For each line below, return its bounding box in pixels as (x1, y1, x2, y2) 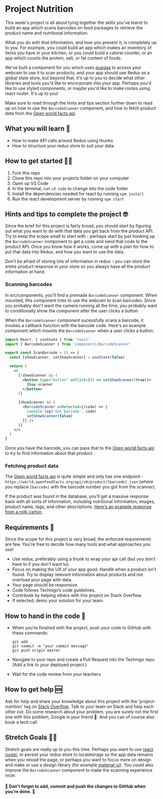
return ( (9, 364, 27, 369)
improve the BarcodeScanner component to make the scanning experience (5, 767, 153, 773)
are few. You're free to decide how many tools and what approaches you (5, 541, 151, 547)
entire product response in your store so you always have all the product (5, 264, 150, 269)
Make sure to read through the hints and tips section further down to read (5, 100, 153, 106)
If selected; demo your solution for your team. (12, 598, 104, 603)
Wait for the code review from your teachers (12, 671, 101, 677)
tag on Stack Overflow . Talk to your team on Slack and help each (24, 703, 154, 710)
